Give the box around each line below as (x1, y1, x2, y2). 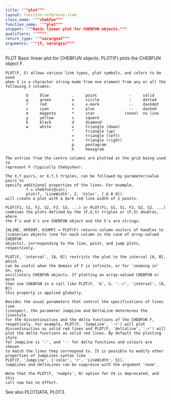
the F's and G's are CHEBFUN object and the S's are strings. (5, 218, 141, 224)
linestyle (5, 312, 27, 318)
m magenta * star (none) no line (26, 111, 159, 116)
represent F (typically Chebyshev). (5, 165, 83, 170)
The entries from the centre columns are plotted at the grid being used (5, 155, 166, 161)
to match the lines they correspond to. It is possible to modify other (5, 348, 164, 354)
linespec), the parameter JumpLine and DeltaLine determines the (5, 308, 147, 313)
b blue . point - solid (26, 93, 155, 98)
